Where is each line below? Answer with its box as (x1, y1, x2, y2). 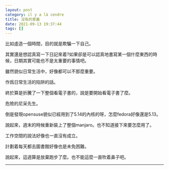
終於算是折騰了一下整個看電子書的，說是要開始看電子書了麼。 (5, 90, 133, 96)
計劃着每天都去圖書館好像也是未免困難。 (5, 143, 89, 149)
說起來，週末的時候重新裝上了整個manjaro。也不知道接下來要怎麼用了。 (5, 122, 154, 128)
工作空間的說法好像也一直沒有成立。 (5, 133, 80, 139)
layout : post (5, 7, 33, 13)
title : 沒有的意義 (5, 17, 40, 22)
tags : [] (5, 26, 24, 31)
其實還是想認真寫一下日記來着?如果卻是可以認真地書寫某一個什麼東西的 (5, 51, 153, 58)
